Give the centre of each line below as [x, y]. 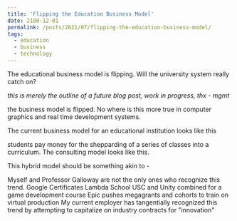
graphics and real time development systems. [74, 117]
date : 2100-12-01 [33, 21]
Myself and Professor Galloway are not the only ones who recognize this [114, 180]
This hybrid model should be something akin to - [79, 165]
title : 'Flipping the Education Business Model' [81, 14]
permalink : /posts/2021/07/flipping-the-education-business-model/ [110, 27]
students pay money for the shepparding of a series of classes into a [108, 144]
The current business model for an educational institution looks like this [112, 130]
